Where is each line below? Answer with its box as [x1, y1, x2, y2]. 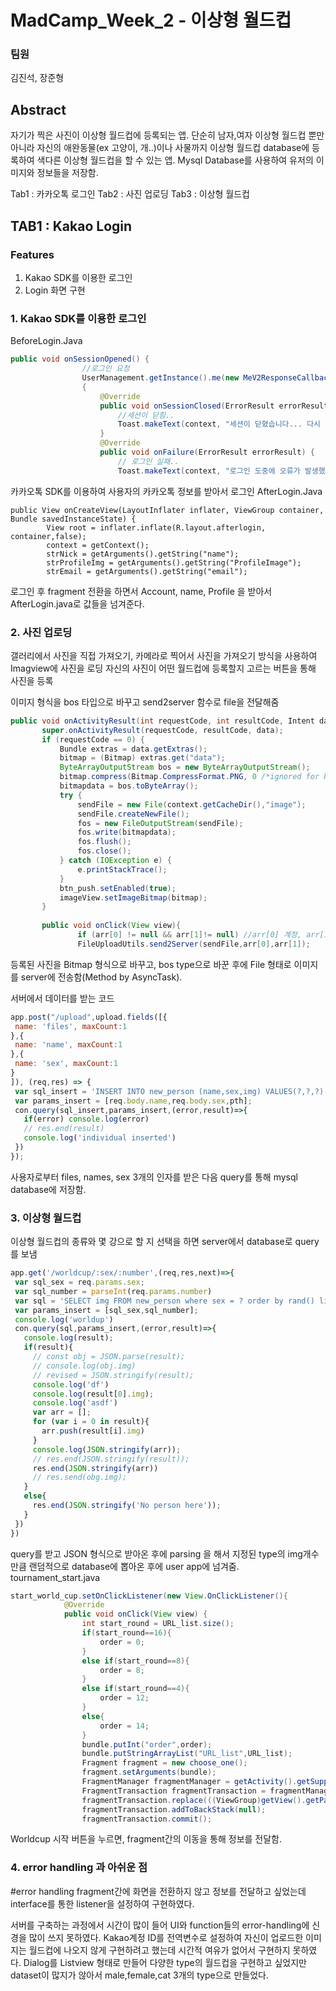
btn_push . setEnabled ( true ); [59, 883, 177, 893]
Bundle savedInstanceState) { [10, 514, 137, 524]
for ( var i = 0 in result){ [32, 1417, 150, 1427]
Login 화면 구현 [24, 284, 86, 296]
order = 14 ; [99, 1721, 150, 1731]
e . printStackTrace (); [77, 864, 168, 875]
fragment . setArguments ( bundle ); [81, 1767, 217, 1778]
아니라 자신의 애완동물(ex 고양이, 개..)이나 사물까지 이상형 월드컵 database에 [10, 142, 310, 154]
